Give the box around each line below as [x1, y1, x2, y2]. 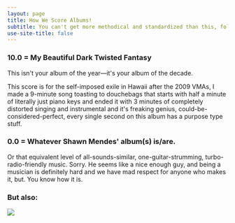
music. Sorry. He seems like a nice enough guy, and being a [48, 160, 222, 168]
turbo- [205, 152, 224, 161]
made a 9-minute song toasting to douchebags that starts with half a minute [7, 89, 227, 98]
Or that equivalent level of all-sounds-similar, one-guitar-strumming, [7, 152, 204, 161]
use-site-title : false [7, 29, 73, 37]
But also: [7, 192, 38, 202]
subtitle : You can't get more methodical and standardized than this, [7, 23, 218, 30]
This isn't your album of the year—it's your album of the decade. [7, 69, 194, 77]
